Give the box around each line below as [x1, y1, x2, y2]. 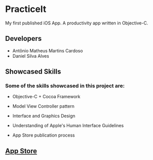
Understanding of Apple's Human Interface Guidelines [12, 123, 124, 129]
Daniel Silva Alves [12, 53, 49, 59]
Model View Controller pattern [12, 103, 75, 109]
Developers [5, 34, 42, 43]
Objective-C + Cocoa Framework [12, 94, 81, 100]
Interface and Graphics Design [12, 113, 76, 119]
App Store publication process [12, 132, 75, 138]
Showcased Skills [5, 67, 61, 76]
